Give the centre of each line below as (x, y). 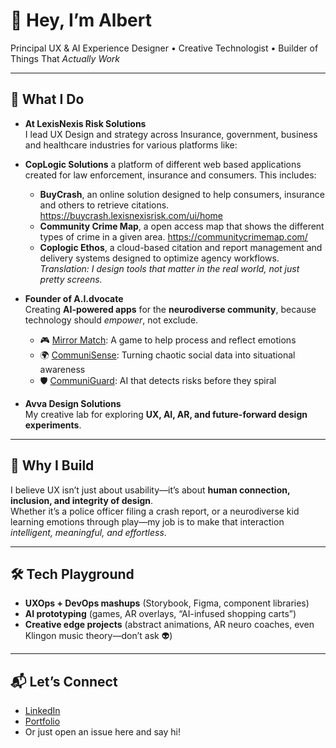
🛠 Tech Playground (72, 574)
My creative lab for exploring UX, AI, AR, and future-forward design (166, 414)
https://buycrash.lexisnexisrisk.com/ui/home (131, 215)
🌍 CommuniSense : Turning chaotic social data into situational (167, 355)
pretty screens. (71, 279)
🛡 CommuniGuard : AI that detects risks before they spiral (158, 380)
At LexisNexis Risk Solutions (85, 123)
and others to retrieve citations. (104, 205)
